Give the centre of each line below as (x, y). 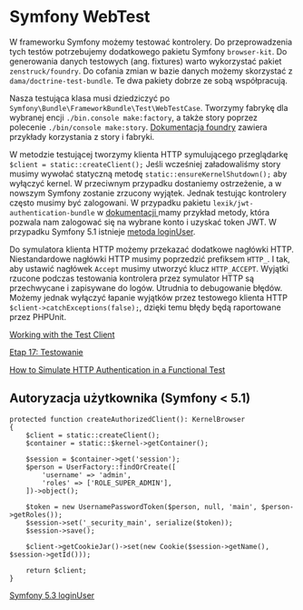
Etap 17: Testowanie (46, 352)
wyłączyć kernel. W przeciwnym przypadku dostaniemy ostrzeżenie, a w (146, 183)
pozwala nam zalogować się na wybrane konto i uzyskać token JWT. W (143, 222)
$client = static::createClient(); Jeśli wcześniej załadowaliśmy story (145, 164)
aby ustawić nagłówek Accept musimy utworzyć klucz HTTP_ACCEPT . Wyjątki (149, 268)
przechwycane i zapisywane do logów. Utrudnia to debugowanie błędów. (146, 287)
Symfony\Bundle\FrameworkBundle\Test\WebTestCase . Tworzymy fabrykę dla (149, 107)
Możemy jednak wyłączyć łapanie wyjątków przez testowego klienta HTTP (149, 297)
